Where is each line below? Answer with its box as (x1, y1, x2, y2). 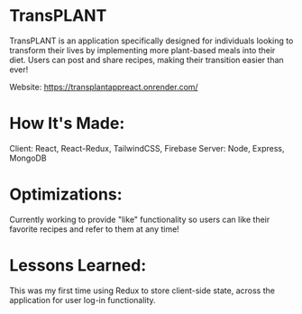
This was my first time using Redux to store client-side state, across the (9, 285, 275, 296)
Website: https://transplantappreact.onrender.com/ (9, 81, 198, 92)
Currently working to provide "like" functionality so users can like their (9, 214, 270, 225)
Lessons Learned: (9, 255, 147, 275)
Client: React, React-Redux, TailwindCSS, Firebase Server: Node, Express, (9, 143, 285, 153)
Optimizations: (9, 184, 123, 205)
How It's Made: (9, 114, 125, 134)
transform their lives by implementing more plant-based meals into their (9, 44, 276, 55)
